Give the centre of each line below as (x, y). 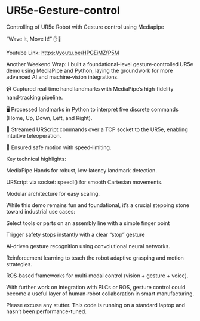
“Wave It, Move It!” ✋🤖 (34, 39)
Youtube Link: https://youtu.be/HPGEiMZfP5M (63, 53)
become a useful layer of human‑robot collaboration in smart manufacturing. (100, 294)
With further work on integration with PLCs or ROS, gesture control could (96, 287)
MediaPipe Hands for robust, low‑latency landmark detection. (81, 170)
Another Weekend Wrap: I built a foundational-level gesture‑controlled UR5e (100, 64)
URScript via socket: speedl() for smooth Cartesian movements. (84, 182)
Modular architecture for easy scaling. (53, 193)
